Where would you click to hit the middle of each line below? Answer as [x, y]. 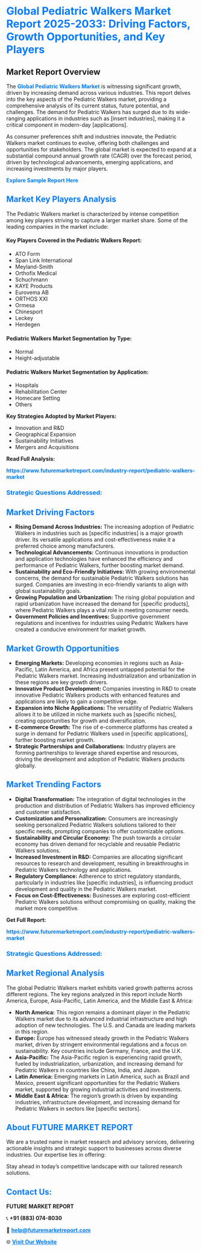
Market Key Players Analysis [61, 200]
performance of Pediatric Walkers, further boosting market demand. [99, 565]
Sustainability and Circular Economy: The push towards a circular [98, 837]
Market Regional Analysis [55, 973]
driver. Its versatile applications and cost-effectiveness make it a [95, 540]
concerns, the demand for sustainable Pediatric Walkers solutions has [102, 578]
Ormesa [25, 306]
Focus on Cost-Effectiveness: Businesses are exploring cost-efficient [102, 895]
